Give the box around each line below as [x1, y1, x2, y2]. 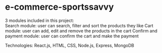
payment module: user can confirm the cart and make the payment [5, 33, 139, 39]
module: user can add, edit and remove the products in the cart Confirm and [5, 28, 158, 34]
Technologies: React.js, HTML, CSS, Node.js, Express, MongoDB [5, 42, 134, 48]
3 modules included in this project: [5, 18, 74, 23]
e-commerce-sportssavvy [5, 1, 114, 13]
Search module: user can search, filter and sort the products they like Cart [5, 22, 154, 28]
